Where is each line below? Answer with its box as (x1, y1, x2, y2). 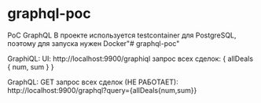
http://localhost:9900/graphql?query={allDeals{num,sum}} (7, 85, 197, 94)
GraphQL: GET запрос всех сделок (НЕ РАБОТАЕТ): (7, 77, 178, 87)
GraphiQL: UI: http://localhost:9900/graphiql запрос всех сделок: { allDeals (7, 54, 253, 63)
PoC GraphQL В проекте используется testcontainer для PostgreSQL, (7, 30, 237, 40)
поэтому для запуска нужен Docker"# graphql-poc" (7, 38, 180, 48)
